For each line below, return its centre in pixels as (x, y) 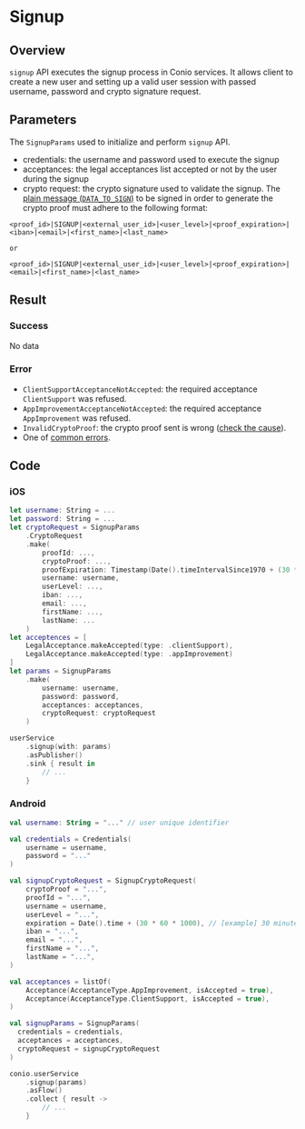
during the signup (55, 178)
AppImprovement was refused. (77, 418)
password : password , (81, 696)
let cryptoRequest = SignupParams (75, 528)
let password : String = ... (63, 519)
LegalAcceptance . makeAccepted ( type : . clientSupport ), (129, 646)
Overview (38, 50)
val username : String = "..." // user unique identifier (119, 823)
